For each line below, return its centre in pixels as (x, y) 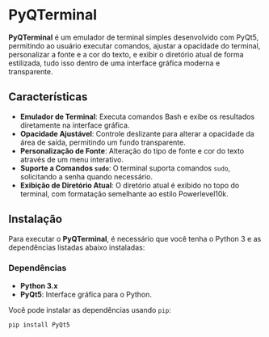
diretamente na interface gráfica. (75, 125)
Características (48, 97)
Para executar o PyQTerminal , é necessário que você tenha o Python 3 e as (135, 238)
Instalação (36, 219)
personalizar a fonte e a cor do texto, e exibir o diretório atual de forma (126, 54)
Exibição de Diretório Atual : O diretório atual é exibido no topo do (130, 185)
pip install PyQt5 (39, 325)
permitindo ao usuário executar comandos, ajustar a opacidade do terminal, (134, 45)
